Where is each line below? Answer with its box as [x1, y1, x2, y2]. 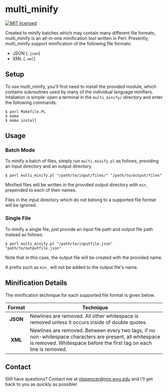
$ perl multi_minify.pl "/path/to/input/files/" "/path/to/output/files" [5, 173, 162, 178]
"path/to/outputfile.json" [5, 245, 61, 250]
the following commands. [5, 99, 57, 105]
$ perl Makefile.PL [5, 109, 46, 114]
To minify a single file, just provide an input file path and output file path [5, 226, 153, 232]
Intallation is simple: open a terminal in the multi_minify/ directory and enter [5, 94, 163, 100]
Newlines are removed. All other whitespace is [29, 312, 139, 319]
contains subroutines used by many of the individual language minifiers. [5, 89, 153, 95]
